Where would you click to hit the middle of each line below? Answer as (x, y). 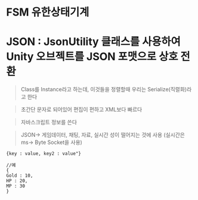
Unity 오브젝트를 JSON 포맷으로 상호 (92, 57)
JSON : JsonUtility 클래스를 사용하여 (93, 42)
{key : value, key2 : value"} (44, 154)
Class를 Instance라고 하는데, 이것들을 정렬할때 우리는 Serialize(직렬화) (104, 90)
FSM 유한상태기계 (48, 12)
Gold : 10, (20, 176)
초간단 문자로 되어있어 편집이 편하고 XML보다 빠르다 (81, 110)
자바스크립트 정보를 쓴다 (49, 122)
